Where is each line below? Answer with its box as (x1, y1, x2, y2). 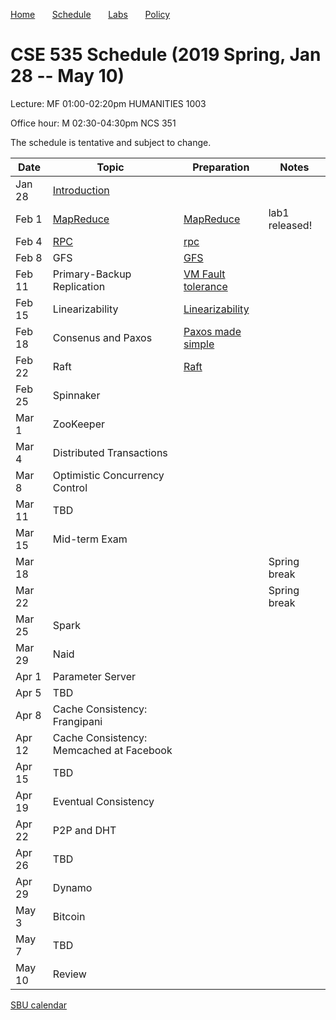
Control (52, 480, 88, 494)
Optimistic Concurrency (52, 468, 165, 482)
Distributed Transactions (52, 445, 168, 459)
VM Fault (183, 267, 226, 281)
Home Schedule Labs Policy (10, 9, 171, 20)
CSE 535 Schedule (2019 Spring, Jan (10, 44, 322, 66)
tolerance (183, 279, 228, 293)
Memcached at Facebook (52, 743, 173, 757)
